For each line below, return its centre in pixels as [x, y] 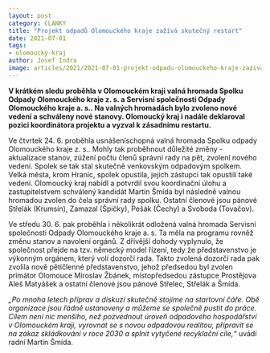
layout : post [30, 16]
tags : [17, 46]
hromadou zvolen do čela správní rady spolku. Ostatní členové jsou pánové [133, 200]
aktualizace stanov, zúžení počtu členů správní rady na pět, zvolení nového [133, 157]
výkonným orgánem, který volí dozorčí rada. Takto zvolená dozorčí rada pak [134, 258]
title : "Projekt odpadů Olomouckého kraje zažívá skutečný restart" [125, 30]
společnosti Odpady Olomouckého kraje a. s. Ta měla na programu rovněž [131, 233]
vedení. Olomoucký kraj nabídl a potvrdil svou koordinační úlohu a [117, 183]
